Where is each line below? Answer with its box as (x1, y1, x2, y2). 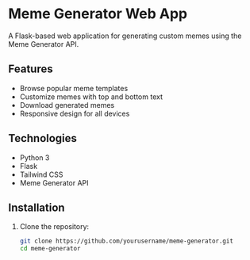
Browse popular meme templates (19, 83, 129, 93)
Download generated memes (19, 100, 115, 109)
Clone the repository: (19, 222, 90, 231)
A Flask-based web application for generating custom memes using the (8, 31, 242, 40)
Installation (8, 201, 65, 214)
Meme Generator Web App (8, 5, 188, 23)
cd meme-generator (19, 245, 81, 253)
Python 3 (19, 152, 50, 162)
